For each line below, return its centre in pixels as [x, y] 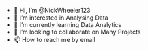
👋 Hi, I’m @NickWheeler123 [52, 10]
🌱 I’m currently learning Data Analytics [67, 25]
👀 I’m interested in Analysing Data [61, 18]
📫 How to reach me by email [54, 40]
